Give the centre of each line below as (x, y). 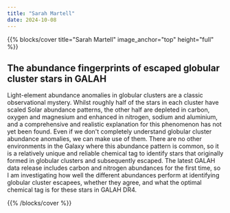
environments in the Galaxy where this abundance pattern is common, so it (113, 146)
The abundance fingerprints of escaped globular (113, 68)
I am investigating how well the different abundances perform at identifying (113, 175)
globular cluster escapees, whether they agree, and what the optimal (104, 183)
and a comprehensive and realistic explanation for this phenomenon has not (114, 125)
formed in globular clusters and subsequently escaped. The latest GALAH (111, 161)
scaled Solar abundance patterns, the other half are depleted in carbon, (108, 110)
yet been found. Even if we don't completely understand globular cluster (110, 131)
